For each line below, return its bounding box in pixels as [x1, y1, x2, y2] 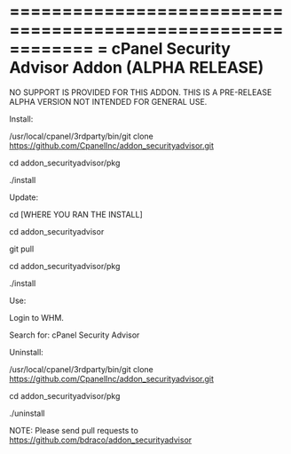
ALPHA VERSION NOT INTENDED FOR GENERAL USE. [9, 96, 208, 107]
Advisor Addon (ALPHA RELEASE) [9, 58, 264, 78]
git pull [9, 243, 35, 254]
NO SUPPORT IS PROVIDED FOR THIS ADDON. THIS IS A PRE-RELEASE [9, 86, 272, 98]
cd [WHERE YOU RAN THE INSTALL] [9, 209, 144, 219]
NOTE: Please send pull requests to [9, 425, 139, 435]
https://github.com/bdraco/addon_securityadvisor [9, 434, 193, 445]
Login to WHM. [9, 312, 65, 323]
